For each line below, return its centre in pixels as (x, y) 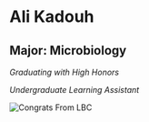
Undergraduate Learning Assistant (74, 90)
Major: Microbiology (68, 51)
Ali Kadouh (52, 17)
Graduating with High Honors (65, 72)
